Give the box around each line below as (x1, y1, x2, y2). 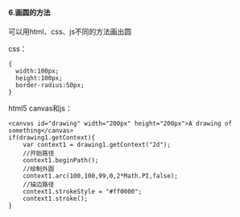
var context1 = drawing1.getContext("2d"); (23, 141, 172, 149)
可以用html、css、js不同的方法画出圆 (8, 27, 132, 36)
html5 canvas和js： (8, 103, 72, 113)
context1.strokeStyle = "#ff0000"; (23, 188, 143, 196)
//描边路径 (23, 181, 55, 189)
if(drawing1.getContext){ (8, 134, 95, 142)
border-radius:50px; (15, 81, 85, 90)
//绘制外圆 (23, 165, 55, 173)
